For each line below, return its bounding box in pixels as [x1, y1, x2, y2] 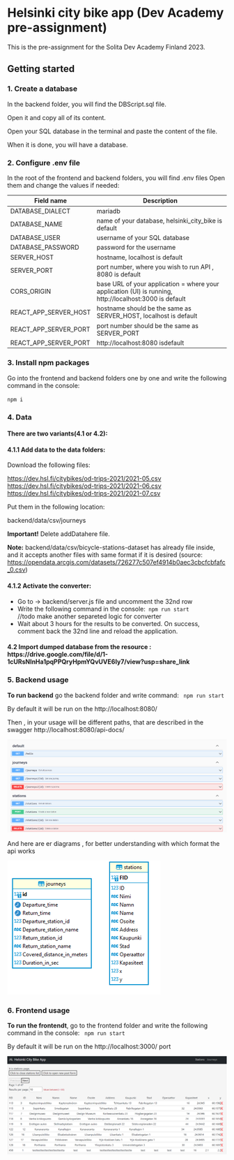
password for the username [96, 243, 176, 252]
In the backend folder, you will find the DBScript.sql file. [7, 100, 167, 108]
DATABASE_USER [10, 234, 61, 242]
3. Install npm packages [7, 358, 90, 368]
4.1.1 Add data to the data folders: [7, 445, 106, 454]
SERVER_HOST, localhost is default [96, 312, 198, 320]
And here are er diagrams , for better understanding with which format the [7, 839, 220, 847]
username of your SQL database [96, 234, 190, 242]
